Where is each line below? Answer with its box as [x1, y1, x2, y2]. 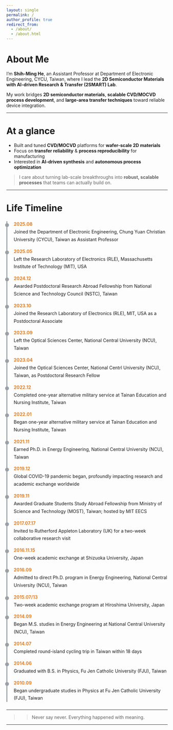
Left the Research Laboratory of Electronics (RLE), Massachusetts [13, 255, 153, 262]
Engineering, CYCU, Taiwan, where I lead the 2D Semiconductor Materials [6, 76, 164, 82]
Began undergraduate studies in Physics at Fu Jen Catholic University [13, 687, 161, 693]
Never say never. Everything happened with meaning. [31, 714, 145, 720]
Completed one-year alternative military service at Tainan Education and [13, 392, 166, 398]
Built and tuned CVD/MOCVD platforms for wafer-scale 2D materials [13, 142, 161, 148]
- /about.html [11, 31, 41, 36]
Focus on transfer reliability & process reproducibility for [13, 148, 137, 154]
